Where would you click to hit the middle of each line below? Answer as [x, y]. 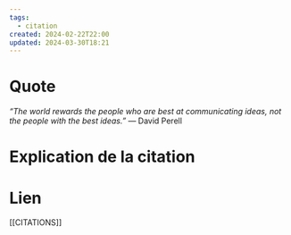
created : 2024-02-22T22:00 [59, 34]
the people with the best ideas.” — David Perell [96, 121]
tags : [19, 17]
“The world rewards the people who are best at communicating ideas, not [145, 112]
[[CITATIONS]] [36, 222]
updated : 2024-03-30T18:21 [59, 42]
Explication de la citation [102, 157]
